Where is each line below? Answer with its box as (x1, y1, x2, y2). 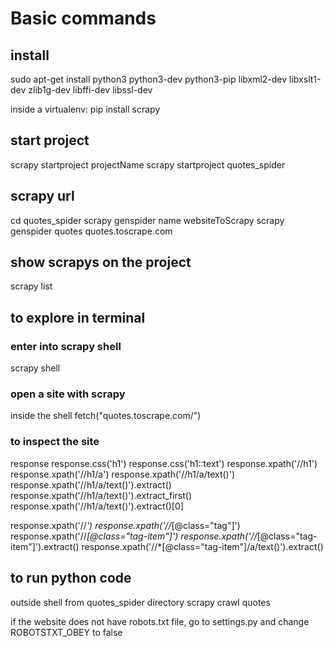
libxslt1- (289, 73, 322, 85)
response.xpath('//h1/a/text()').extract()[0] (10, 500, 184, 512)
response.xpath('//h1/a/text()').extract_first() (10, 489, 193, 501)
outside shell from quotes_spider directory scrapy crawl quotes (10, 596, 271, 608)
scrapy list (10, 280, 53, 292)
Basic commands (10, 7, 157, 30)
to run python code (10, 570, 132, 587)
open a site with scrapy (10, 387, 126, 401)
